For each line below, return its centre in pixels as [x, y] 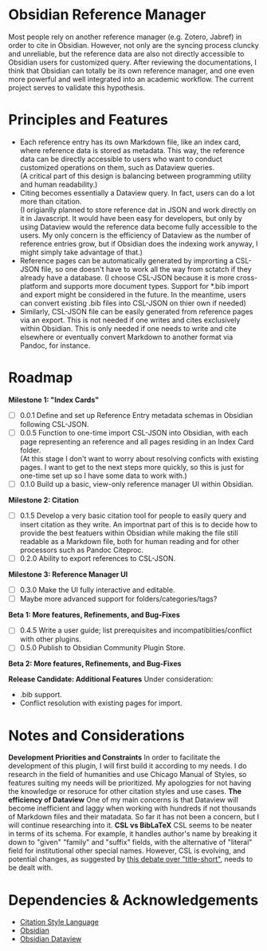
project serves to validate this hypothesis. [77, 87]
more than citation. [51, 201]
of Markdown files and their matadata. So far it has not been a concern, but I [134, 817]
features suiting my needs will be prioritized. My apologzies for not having [130, 783]
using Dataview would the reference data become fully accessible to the [138, 227]
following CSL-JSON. [54, 424]
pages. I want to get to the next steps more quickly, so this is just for [132, 467]
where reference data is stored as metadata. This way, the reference [132, 150]
